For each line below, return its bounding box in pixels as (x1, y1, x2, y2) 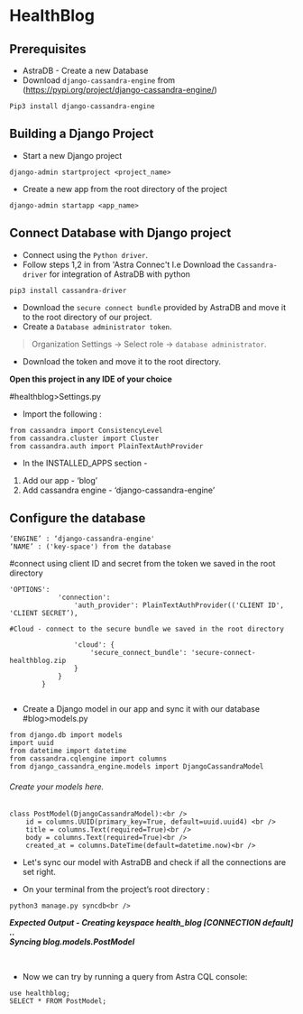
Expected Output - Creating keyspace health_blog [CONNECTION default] (9, 917, 294, 927)
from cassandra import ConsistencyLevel (9, 426, 164, 435)
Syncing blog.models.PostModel (9, 936, 135, 947)
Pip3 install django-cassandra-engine (9, 102, 155, 111)
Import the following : (22, 408, 102, 419)
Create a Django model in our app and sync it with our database (22, 704, 260, 714)
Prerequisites (9, 41, 87, 57)
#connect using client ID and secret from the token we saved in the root (9, 558, 276, 569)
